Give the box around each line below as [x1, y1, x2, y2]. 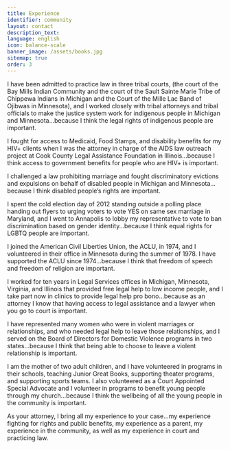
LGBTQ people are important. [7, 229, 90, 237]
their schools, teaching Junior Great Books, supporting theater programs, [7, 369, 215, 378]
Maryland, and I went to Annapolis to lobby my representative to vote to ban [7, 214, 222, 223]
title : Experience [7, 10, 60, 17]
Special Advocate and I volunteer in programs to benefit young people [7, 384, 206, 392]
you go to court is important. [7, 306, 88, 315]
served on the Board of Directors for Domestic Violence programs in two [7, 334, 212, 343]
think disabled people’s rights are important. [36, 186, 161, 195]
